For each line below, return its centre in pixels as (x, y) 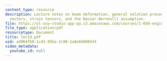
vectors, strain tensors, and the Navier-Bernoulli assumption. (78, 19)
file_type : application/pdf (34, 28)
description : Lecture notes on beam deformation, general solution (77, 14)
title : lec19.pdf (23, 37)
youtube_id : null (28, 51)
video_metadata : (22, 46)
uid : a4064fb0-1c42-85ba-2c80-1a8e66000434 (51, 42)
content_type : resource (30, 10)
